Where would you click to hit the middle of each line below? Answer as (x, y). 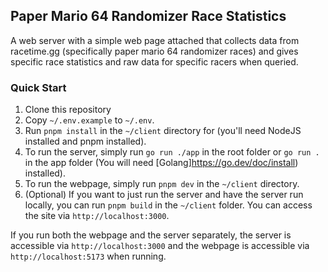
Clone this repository (68, 110)
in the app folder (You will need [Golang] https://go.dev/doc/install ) (161, 163)
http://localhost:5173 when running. (88, 256)
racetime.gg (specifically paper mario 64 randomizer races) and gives (154, 51)
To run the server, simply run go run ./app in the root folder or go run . (172, 152)
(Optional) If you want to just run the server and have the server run (164, 195)
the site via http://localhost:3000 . (97, 216)
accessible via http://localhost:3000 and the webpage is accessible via (160, 246)
